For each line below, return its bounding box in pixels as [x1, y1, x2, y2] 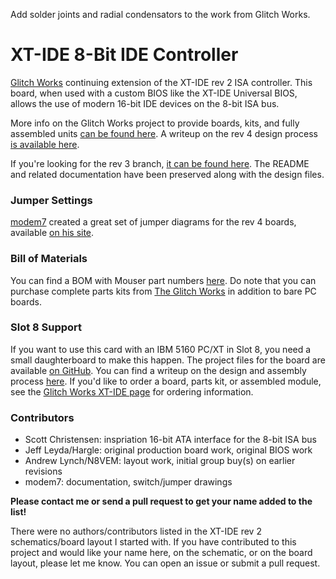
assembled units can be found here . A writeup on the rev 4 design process [10, 127, 318, 139]
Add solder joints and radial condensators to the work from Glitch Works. [10, 9, 311, 20]
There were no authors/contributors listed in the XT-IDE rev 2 [10, 525, 262, 538]
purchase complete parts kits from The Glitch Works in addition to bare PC [10, 285, 317, 297]
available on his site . [10, 227, 95, 239]
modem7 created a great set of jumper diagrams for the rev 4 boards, [10, 216, 297, 228]
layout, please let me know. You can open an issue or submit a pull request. [10, 557, 321, 569]
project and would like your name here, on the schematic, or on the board [10, 547, 313, 559]
